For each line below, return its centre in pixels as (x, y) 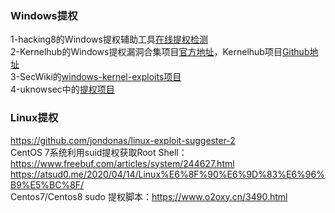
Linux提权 (34, 118)
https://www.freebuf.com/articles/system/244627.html (122, 163)
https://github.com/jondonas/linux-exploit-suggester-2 (123, 140)
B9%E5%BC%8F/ (47, 184)
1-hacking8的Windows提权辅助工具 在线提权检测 (109, 39)
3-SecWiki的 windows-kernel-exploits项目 (96, 77)
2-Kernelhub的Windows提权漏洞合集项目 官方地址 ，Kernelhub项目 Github (160, 52)
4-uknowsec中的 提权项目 (62, 89)
